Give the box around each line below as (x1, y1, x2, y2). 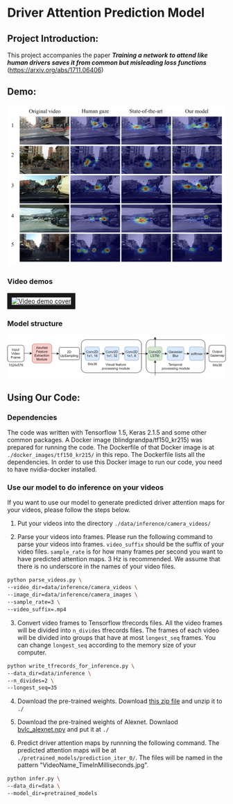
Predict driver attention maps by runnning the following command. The (17, 739, 220, 747)
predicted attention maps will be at (17, 746, 116, 755)
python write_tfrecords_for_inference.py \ (7, 662, 135, 669)
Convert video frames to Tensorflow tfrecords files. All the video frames (17, 618, 223, 627)
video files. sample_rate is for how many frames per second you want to (17, 547, 223, 556)
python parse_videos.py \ (7, 577, 82, 584)
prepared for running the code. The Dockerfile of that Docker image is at (7, 443, 215, 451)
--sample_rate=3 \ (7, 599, 60, 606)
